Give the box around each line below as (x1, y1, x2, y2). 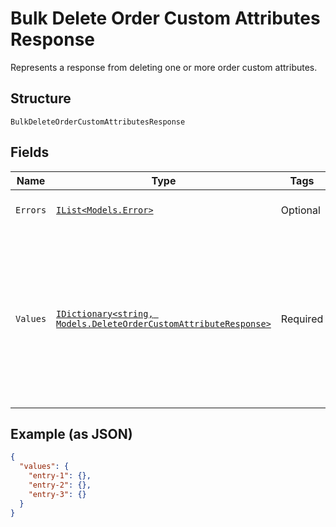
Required (280, 312, 324, 326)
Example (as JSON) (10, 425, 133, 442)
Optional (280, 203, 321, 217)
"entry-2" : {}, (28, 480, 92, 490)
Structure (10, 90, 72, 107)
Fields (10, 144, 50, 161)
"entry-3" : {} (28, 489, 87, 499)
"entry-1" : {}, (28, 471, 92, 481)
